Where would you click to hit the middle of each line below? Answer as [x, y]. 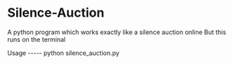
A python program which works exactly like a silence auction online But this [117, 32]
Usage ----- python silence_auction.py [63, 53]
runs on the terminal [36, 39]
